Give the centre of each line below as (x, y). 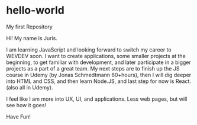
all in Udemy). (36, 87)
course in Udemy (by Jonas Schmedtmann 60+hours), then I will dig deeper (99, 75)
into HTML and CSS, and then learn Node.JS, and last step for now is (90, 81)
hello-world (35, 10)
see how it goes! (26, 105)
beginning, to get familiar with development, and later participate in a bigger (98, 62)
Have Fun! (19, 117)
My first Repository (30, 27)
